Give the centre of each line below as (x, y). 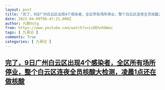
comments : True (21, 37)
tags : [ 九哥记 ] (22, 32)
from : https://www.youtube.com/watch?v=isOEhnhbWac (59, 28)
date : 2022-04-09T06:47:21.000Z (38, 19)
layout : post (18, 10)
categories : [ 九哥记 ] (28, 42)
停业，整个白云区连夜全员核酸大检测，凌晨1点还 (78, 72)
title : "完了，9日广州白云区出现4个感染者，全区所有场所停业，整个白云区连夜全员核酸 (82, 14)
